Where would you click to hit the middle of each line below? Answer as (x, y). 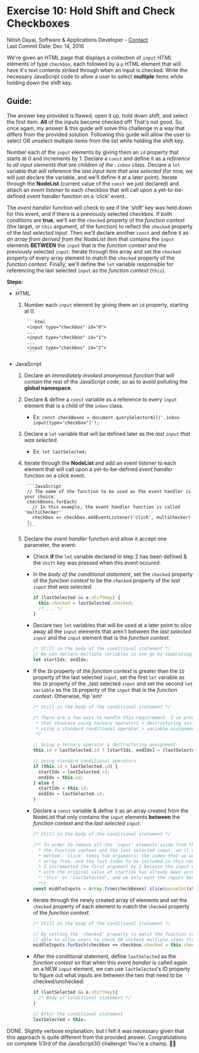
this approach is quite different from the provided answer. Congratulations (97, 1037)
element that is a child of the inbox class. (74, 406)
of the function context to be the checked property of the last (107, 580)
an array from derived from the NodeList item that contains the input (91, 239)
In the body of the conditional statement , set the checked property (113, 574)
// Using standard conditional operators (84, 761)
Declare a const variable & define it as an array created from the (110, 811)
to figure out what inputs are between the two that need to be (107, 975)
